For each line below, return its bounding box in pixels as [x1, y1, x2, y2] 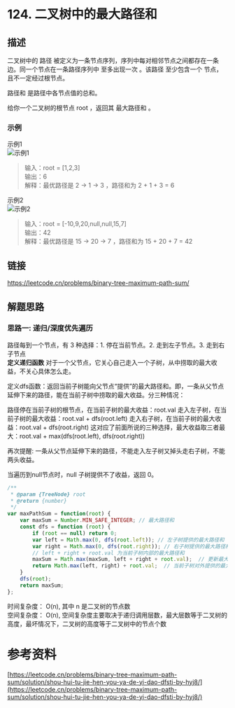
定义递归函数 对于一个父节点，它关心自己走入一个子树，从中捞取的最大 [7, 358, 211, 366]
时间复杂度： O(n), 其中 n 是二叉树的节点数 [7, 602, 131, 610]
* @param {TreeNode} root [10, 491, 86, 498]
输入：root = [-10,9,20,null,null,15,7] [24, 220, 127, 228]
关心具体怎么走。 [25, 367, 75, 375]
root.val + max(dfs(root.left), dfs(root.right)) [19, 431, 145, 440]
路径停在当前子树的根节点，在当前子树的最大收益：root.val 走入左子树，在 [7, 405, 221, 414]
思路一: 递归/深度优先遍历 [7, 324, 93, 333]
